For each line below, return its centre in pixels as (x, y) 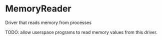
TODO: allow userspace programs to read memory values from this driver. (81, 32)
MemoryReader (38, 9)
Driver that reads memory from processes (48, 22)
